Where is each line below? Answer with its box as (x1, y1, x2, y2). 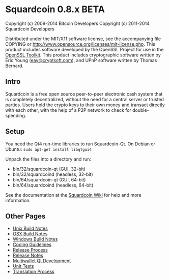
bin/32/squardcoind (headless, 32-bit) (12, 171, 93, 177)
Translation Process (12, 268, 54, 275)
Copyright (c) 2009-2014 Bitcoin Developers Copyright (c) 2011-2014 (5, 20, 150, 26)
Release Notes (12, 253, 43, 259)
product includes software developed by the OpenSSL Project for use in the (5, 46, 164, 52)
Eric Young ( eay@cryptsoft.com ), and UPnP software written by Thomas (5, 57, 157, 63)
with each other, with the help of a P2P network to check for (5, 107, 131, 113)
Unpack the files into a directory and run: (5, 156, 92, 162)
